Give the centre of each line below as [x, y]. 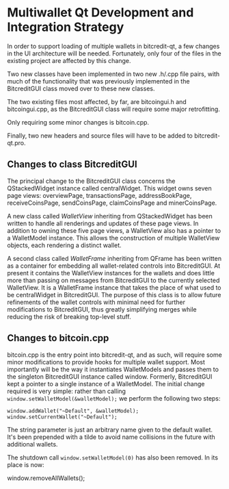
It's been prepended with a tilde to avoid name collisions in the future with [111, 437]
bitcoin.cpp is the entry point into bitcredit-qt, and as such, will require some [114, 355]
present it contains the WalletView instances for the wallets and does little [111, 273]
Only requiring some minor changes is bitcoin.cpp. [78, 122]
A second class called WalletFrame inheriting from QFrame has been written [114, 258]
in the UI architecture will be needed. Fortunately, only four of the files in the [114, 53]
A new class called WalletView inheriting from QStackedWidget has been [110, 216]
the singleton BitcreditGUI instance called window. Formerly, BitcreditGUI [110, 376]
